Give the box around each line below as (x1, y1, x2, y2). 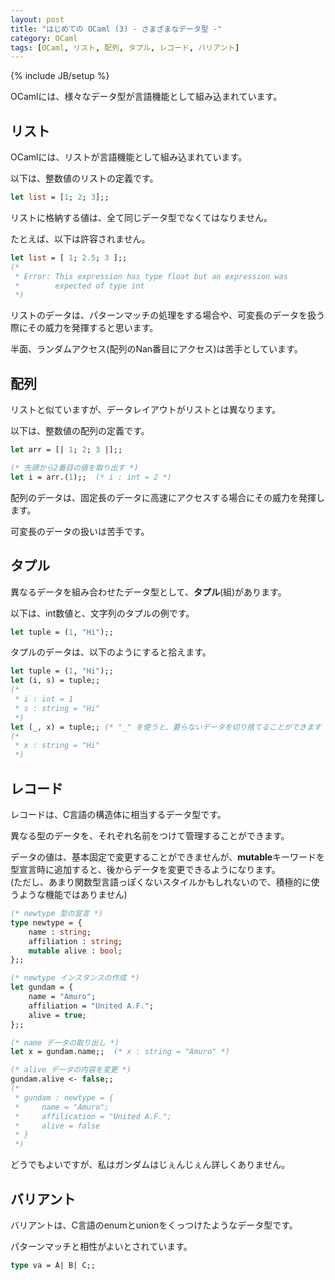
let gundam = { (10, 982, 74, 993)
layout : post (10, 14, 65, 25)
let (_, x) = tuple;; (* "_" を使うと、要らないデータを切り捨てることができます (10, 722, 322, 732)
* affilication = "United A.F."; (14, 1111, 172, 1121)
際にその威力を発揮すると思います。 (10, 322, 159, 334)
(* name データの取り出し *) (10, 1037, 120, 1048)
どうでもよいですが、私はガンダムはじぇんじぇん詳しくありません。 (10, 1159, 290, 1171)
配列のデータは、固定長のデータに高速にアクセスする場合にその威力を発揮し (10, 491, 326, 503)
